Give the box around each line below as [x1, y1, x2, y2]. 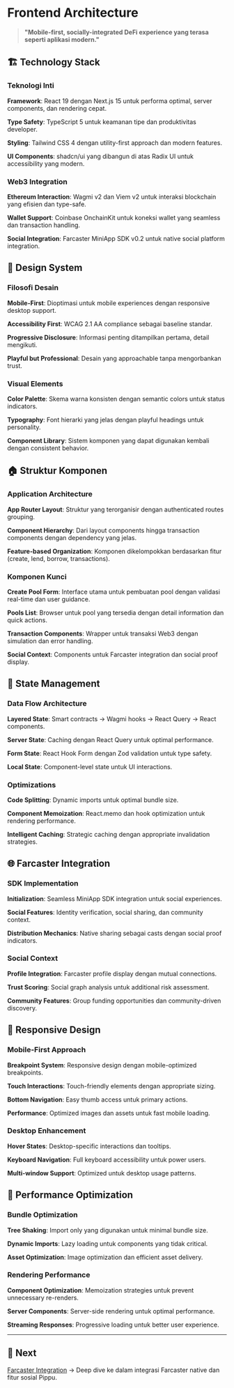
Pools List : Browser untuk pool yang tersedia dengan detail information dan [7, 608, 224, 617]
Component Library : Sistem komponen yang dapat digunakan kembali [7, 436, 210, 445]
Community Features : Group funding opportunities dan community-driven [7, 996, 221, 1005]
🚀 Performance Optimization [7, 1189, 134, 1201]
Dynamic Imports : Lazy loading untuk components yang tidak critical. [7, 1239, 208, 1248]
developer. [7, 125, 38, 133]
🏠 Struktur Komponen [7, 465, 108, 477]
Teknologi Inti [7, 81, 54, 91]
